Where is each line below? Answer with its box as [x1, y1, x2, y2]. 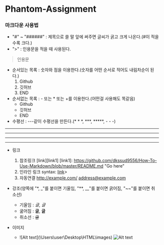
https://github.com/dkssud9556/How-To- [74, 158, 157, 164]
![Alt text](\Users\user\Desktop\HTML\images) [19, 234, 113, 241]
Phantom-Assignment [5, 3, 97, 15]
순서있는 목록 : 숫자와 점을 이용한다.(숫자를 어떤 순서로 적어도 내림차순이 [12, 67, 149, 73]
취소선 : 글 [19, 214, 40, 220]
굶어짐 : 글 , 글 [19, 208, 45, 214]
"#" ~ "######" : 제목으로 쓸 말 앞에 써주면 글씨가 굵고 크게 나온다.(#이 [12, 34, 150, 40]
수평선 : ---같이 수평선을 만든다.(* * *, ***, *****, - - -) [12, 119, 116, 124]
